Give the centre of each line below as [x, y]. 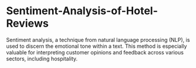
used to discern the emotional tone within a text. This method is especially [97, 46]
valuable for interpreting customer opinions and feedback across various [95, 52]
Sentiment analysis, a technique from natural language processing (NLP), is [98, 40]
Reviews [28, 23]
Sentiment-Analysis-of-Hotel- [82, 11]
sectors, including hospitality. [42, 59]
